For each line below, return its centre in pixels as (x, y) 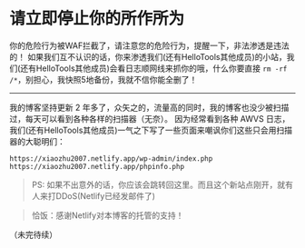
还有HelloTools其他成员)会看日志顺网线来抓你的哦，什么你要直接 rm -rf (154, 68)
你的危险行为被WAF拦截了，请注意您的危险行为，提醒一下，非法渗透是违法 (149, 45)
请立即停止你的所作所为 (97, 19)
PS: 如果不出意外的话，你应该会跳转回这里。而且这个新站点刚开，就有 (162, 184)
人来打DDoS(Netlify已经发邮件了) (93, 195)
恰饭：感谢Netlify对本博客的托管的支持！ (108, 215)
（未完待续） (33, 234)
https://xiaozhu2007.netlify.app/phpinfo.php (97, 166)
